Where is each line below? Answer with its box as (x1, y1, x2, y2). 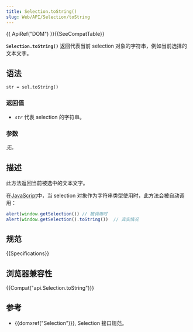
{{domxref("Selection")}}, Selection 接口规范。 (14, 319, 127, 326)
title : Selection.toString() (6, 8, 77, 15)
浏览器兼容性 (6, 268, 53, 279)
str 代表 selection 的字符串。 (14, 113, 85, 120)
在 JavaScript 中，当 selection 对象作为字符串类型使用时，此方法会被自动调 (6, 192, 185, 199)
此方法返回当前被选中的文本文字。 (6, 179, 88, 187)
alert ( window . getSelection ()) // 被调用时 (6, 211, 108, 217)
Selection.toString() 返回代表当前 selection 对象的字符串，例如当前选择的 (6, 42, 187, 49)
